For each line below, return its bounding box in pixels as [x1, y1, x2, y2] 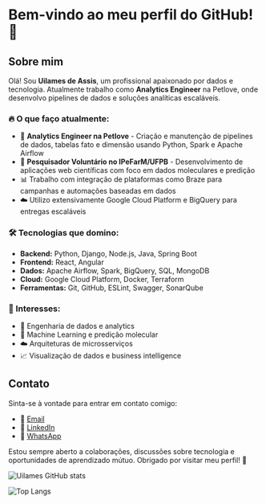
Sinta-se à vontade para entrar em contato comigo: [8, 398, 178, 408]
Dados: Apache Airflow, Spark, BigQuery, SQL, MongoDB [19, 265, 210, 275]
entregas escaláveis [19, 207, 87, 216]
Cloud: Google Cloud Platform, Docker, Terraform [19, 274, 184, 284]
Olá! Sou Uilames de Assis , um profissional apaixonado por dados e [8, 76, 234, 85]
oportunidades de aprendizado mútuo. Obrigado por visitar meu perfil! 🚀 [8, 455, 248, 465]
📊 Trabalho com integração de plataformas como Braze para [19, 174, 223, 184]
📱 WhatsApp [19, 431, 62, 440]
